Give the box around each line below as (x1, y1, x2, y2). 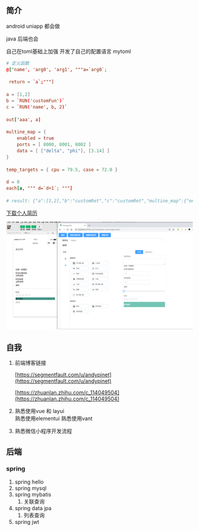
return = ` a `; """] (8, 79, 54, 85)
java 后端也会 (6, 35, 38, 42)
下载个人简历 (6, 209, 37, 217)
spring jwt (14, 518, 40, 525)
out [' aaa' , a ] (6, 116, 41, 123)
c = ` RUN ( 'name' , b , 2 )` (6, 104, 68, 110)
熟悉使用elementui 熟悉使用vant (14, 415, 93, 422)
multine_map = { (6, 129, 46, 135)
